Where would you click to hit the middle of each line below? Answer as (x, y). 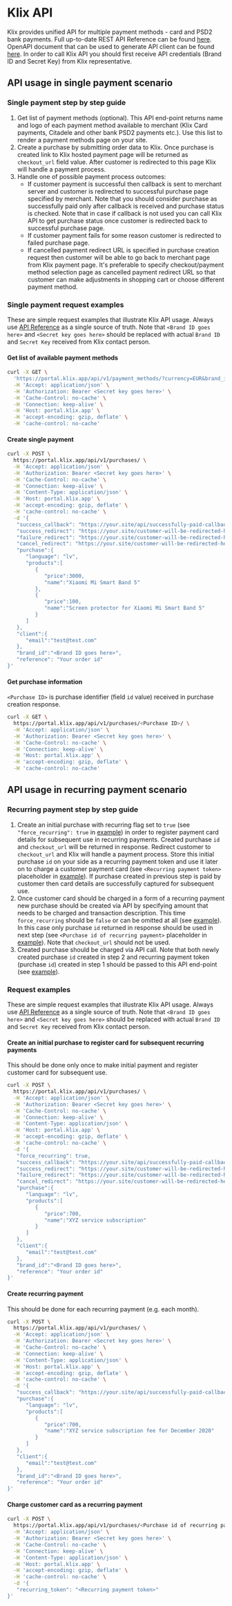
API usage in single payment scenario (90, 83)
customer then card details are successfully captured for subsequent (115, 884)
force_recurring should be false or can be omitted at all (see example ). (119, 920)
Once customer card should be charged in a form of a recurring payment (121, 898)
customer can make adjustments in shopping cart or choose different (126, 279)
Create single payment (40, 439)
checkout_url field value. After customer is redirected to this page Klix (116, 162)
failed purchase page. (58, 243)
